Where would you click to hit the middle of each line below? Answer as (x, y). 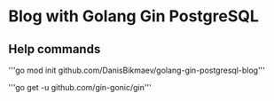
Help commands (55, 49)
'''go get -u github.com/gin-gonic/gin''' (80, 87)
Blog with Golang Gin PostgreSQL (133, 16)
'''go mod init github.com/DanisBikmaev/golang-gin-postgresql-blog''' (137, 70)
